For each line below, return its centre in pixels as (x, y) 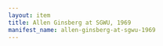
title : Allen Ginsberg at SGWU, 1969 (70, 23)
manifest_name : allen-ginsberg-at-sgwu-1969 (82, 30)
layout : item (29, 15)
